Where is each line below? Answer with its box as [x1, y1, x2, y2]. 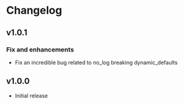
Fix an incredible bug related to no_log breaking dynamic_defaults [14, 59, 178, 66]
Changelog [6, 4, 62, 17]
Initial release [14, 92, 48, 99]
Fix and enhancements [6, 45, 74, 54]
